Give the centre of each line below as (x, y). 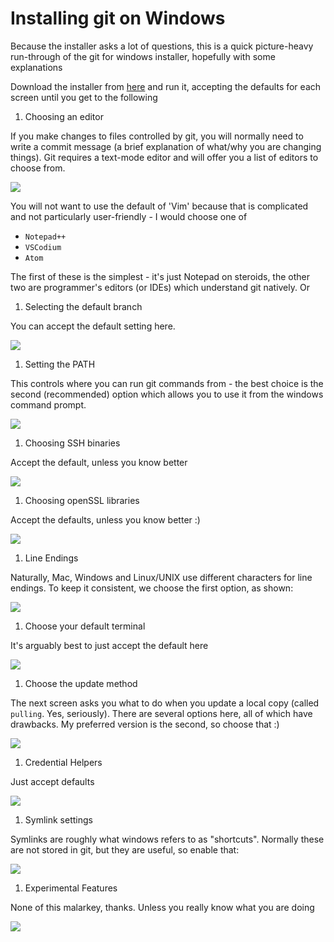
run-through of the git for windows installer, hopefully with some (143, 56)
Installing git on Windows (118, 18)
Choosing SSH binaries (72, 443)
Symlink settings (58, 819)
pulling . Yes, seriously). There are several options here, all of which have (161, 713)
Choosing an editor (64, 116)
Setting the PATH (60, 364)
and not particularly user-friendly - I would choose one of (129, 216)
